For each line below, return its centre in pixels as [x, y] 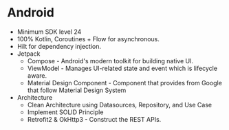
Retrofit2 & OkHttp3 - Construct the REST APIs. [94, 119]
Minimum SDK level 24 [49, 32]
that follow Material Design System [77, 90]
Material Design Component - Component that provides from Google [124, 83]
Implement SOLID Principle [65, 112]
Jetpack [29, 54]
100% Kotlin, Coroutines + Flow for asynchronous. [88, 39]
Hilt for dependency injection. [59, 46]
